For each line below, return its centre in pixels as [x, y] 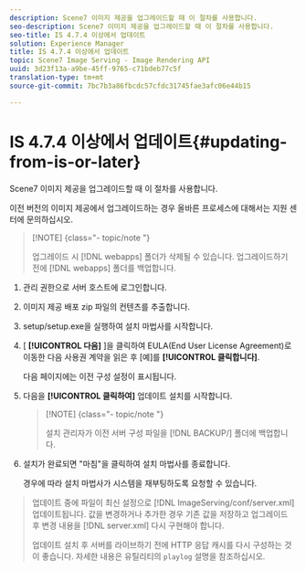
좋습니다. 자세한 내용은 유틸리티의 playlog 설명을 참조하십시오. [153, 556]
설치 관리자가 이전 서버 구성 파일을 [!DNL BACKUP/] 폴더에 [151, 433]
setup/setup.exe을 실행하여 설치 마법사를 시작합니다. [118, 326]
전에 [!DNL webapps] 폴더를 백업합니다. [104, 268]
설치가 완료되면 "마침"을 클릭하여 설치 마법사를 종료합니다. [127, 463]
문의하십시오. [50, 219]
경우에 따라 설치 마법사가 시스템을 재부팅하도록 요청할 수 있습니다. [140, 483]
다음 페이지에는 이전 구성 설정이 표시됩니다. [100, 376]
